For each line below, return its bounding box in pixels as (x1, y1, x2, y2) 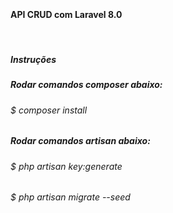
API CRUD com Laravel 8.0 (10, 8, 123, 20)
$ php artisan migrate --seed (10, 191, 131, 203)
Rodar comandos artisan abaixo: (10, 135, 151, 147)
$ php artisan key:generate (10, 160, 123, 172)
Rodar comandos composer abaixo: (10, 79, 163, 91)
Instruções (10, 53, 57, 65)
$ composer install (10, 104, 88, 116)
